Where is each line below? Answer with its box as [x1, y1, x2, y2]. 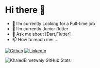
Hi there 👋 [5, 4, 45, 16]
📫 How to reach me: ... [12, 36, 59, 42]
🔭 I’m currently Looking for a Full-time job [12, 21, 96, 26]
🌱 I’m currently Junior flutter [12, 25, 69, 31]
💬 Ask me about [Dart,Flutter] [12, 31, 71, 37]
